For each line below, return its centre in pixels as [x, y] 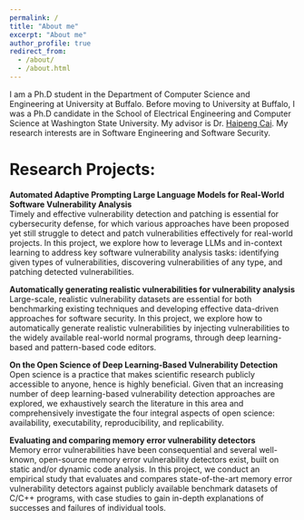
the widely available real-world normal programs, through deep [127, 338]
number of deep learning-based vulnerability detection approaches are [142, 393]
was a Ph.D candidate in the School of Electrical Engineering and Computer [151, 113]
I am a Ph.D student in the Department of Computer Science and [130, 94]
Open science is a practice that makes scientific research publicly [132, 374]
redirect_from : [38, 52]
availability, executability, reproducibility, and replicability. [117, 422]
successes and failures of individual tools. [88, 507]
